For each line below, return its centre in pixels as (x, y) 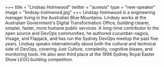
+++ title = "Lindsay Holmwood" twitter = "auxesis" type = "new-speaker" (81, 7)
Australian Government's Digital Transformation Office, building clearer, (78, 23)
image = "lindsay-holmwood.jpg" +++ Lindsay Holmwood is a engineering (80, 12)
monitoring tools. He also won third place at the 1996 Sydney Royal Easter (80, 54)
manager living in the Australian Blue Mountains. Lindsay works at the (76, 17)
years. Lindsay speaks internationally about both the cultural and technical (81, 44)
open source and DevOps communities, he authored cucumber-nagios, (77, 33)
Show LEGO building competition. (39, 59)
